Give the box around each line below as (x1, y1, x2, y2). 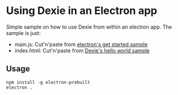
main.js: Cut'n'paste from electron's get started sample (14, 41, 148, 48)
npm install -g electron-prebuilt (6, 79, 91, 85)
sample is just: (6, 29, 41, 36)
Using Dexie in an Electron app (6, 4, 158, 17)
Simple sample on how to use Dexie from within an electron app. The (6, 23, 172, 30)
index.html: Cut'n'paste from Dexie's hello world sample (14, 47, 150, 54)
